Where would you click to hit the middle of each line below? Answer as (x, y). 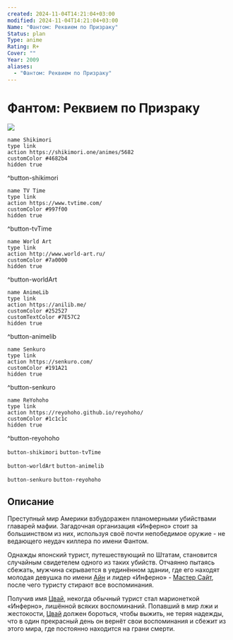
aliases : (20, 66)
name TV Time (26, 191)
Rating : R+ (23, 47)
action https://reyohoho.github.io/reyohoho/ (75, 413)
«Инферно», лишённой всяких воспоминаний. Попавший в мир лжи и (113, 606)
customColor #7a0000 (38, 260)
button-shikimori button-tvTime (54, 453)
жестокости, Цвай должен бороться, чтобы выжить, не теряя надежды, (115, 614)
